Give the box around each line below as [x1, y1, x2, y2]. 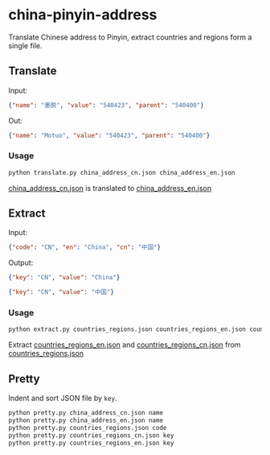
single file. [8, 40, 43, 50]
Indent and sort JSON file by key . [8, 393, 117, 403]
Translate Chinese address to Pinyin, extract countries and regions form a [8, 32, 252, 42]
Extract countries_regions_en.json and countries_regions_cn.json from [8, 340, 241, 350]
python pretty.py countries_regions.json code [8, 424, 167, 432]
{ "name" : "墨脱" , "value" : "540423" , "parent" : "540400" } [8, 101, 205, 110]
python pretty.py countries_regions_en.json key [8, 439, 174, 447]
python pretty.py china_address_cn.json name [8, 409, 163, 417]
